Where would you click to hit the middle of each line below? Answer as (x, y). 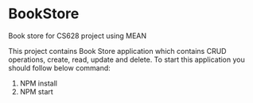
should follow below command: (60, 67)
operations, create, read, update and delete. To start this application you (127, 59)
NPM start (36, 91)
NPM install (39, 83)
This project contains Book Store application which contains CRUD (117, 51)
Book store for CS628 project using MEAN (78, 36)
